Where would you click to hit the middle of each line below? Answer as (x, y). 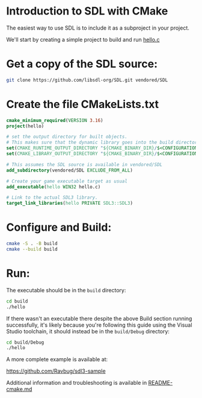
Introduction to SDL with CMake (87, 11)
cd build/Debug (25, 342)
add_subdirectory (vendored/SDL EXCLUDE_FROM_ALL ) (70, 170)
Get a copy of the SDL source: (82, 64)
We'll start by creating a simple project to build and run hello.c (83, 39)
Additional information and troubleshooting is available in (77, 383)
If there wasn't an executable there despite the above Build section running (99, 318)
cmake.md (19, 389)
